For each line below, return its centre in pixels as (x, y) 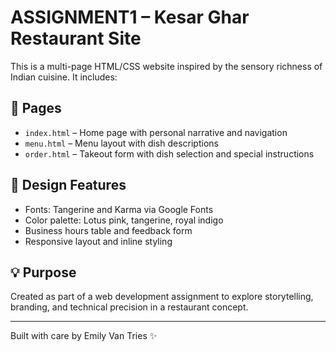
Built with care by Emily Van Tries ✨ (84, 336)
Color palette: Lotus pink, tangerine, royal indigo (124, 220)
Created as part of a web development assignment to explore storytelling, (162, 297)
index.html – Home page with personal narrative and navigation (156, 132)
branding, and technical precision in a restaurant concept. (129, 307)
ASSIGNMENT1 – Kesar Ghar (130, 17)
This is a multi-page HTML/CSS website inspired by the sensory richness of (166, 66)
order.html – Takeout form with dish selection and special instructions (169, 153)
